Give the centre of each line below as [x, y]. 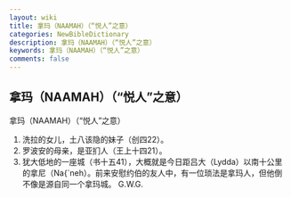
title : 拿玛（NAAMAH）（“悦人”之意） [71, 26]
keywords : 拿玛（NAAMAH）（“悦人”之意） [77, 51]
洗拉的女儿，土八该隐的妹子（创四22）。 [95, 139]
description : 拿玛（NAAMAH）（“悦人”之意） [83, 42]
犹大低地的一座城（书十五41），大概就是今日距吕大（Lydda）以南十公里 [152, 161]
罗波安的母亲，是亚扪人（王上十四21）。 [94, 150]
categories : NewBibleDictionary [69, 34]
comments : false [39, 59]
